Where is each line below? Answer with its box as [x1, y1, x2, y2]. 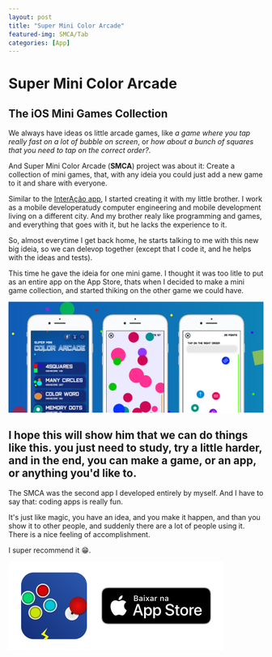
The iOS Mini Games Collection [8, 106, 168, 121]
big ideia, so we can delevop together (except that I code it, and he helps [8, 244, 252, 254]
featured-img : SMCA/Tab [8, 30, 89, 38]
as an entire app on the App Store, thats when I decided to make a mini [8, 277, 245, 287]
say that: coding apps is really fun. [8, 497, 123, 506]
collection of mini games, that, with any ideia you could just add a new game [8, 170, 263, 180]
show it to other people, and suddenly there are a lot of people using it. [8, 521, 245, 531]
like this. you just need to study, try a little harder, [8, 442, 263, 455]
